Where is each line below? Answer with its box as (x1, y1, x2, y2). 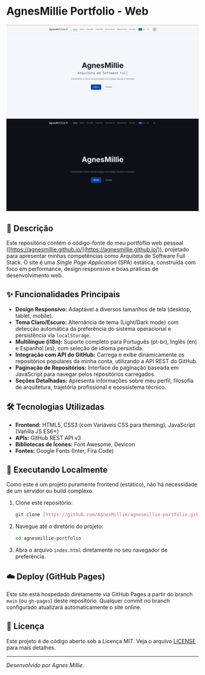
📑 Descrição (6, 223, 54, 233)
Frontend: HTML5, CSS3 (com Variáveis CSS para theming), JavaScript (15, 421, 195, 428)
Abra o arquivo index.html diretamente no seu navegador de (15, 546, 168, 554)
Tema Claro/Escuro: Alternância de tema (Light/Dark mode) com (15, 319, 179, 326)
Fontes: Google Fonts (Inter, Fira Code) (15, 447, 114, 454)
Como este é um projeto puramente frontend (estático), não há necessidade (6, 481, 198, 488)
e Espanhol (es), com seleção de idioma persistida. (15, 344, 144, 352)
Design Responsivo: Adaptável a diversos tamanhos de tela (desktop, (15, 305, 192, 312)
